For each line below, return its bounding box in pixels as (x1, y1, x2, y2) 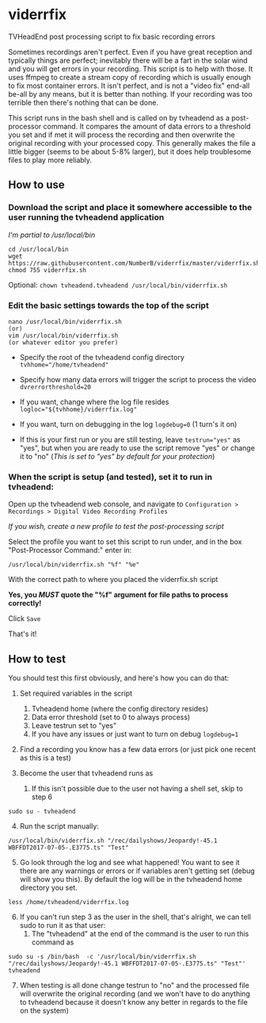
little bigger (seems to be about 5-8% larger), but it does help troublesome (8, 147, 252, 156)
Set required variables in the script (19, 688, 133, 699)
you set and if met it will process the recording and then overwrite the (8, 129, 236, 140)
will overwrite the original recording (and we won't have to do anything (19, 989, 251, 998)
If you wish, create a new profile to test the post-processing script (8, 522, 224, 531)
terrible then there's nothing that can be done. (8, 98, 158, 107)
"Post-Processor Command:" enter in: (8, 546, 132, 555)
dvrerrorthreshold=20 (19, 383, 91, 391)
